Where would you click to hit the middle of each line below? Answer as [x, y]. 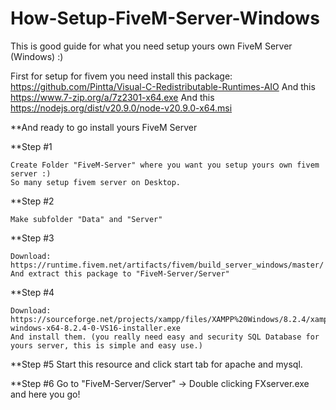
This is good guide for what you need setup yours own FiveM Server [151, 46]
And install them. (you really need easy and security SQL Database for [165, 337]
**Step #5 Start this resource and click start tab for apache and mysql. [156, 364]
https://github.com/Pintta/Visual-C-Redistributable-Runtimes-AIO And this [163, 86]
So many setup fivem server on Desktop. [96, 182]
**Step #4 [32, 292]
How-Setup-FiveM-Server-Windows [165, 18]
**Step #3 [32, 238]
